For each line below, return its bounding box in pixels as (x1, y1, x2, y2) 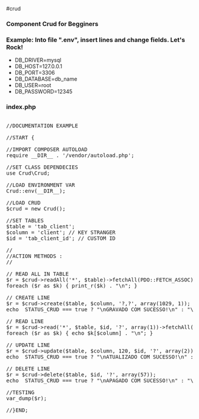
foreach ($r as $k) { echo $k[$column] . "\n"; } (6, 330, 153, 337)
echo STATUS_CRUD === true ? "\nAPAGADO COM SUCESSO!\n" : (6, 377, 185, 384)
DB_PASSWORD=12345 (14, 88, 73, 95)
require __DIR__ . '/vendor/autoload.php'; (6, 152, 134, 159)
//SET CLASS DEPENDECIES (6, 164, 78, 171)
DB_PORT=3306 (14, 69, 55, 76)
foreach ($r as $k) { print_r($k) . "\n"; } (6, 282, 138, 289)
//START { (6, 134, 34, 141)
